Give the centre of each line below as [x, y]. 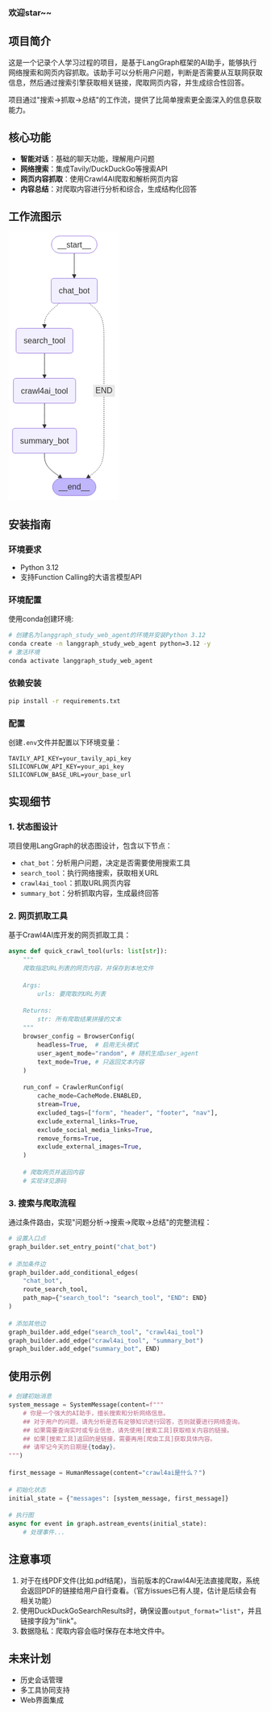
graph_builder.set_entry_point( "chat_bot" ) [83, 1247]
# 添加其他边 [27, 1323]
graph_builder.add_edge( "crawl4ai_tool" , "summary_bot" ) [106, 1340]
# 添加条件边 [27, 1264]
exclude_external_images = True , [90, 1147]
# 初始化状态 [27, 1489]
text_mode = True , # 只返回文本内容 [91, 1062]
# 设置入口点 [27, 1239]
